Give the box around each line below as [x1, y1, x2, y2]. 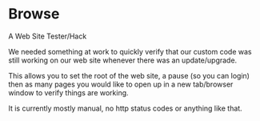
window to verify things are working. [8, 87, 130, 97]
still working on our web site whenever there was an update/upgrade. [8, 55, 238, 65]
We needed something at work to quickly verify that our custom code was [8, 46, 252, 56]
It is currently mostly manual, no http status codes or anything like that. [8, 103, 242, 113]
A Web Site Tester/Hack [8, 31, 87, 41]
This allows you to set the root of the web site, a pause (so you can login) [8, 71, 250, 80]
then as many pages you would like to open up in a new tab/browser [8, 79, 234, 89]
